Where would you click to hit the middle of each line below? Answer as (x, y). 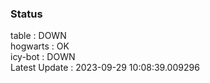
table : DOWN (38, 36)
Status (26, 14)
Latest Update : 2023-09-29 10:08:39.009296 (105, 68)
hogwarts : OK (40, 46)
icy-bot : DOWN (43, 57)
